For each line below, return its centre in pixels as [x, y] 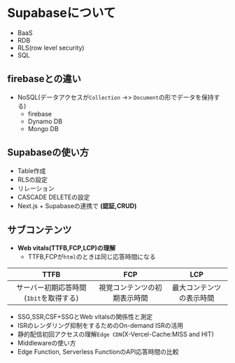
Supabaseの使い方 [48, 152]
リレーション [36, 188]
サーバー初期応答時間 [51, 288]
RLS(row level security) [51, 48]
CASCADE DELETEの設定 [54, 197]
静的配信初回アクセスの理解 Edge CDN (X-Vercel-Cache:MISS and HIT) [116, 334]
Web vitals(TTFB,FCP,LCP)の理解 [66, 248]
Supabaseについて [62, 13]
